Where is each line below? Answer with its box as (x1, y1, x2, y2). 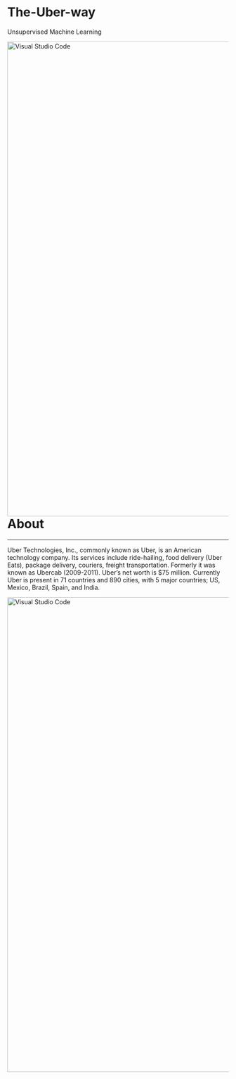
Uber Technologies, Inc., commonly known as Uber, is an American (7, 546, 202, 554)
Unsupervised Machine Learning (7, 27, 102, 36)
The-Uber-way (7, 4, 96, 20)
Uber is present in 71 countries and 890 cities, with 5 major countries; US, (7, 575, 221, 584)
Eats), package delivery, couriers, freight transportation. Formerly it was (7, 561, 216, 569)
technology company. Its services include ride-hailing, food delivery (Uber (7, 553, 223, 561)
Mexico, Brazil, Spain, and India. (7, 583, 100, 592)
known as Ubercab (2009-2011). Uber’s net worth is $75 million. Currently (7, 568, 221, 577)
